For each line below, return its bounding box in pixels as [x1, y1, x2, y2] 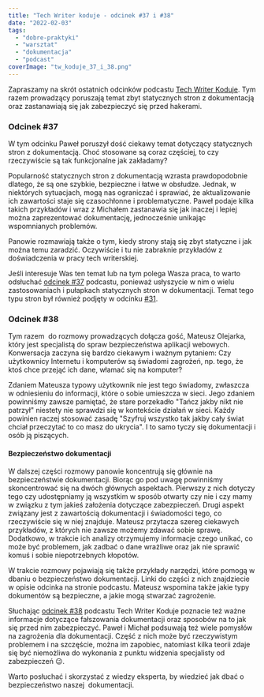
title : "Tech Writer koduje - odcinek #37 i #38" [8, 11, 175, 20]
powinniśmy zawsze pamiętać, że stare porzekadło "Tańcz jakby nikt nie [8, 397, 244, 407]
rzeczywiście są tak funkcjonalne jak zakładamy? [8, 156, 168, 166]
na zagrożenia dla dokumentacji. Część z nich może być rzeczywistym [8, 631, 238, 640]
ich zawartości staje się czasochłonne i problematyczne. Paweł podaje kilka [8, 197, 255, 206]
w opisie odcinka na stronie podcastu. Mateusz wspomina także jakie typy [8, 582, 250, 592]
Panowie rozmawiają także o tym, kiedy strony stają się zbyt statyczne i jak [8, 237, 252, 246]
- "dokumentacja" [15, 48, 73, 56]
